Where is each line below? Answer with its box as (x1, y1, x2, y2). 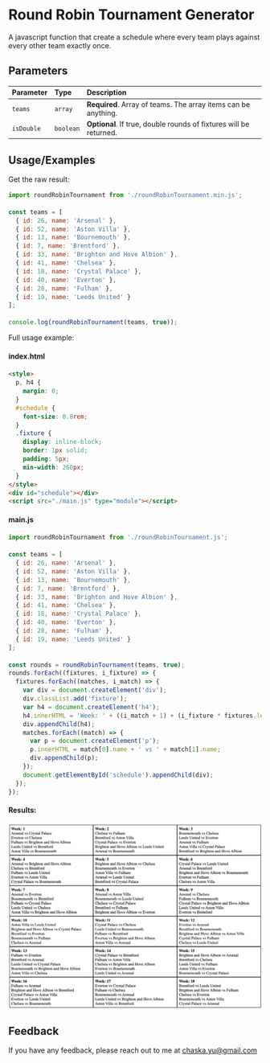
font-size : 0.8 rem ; (22, 412, 88, 421)
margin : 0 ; (22, 388, 59, 396)
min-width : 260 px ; (22, 463, 84, 471)
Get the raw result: (8, 174, 70, 184)
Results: (8, 806, 37, 815)
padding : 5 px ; (22, 455, 70, 463)
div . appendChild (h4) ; (22, 720, 95, 729)
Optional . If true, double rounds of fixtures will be (86, 119, 250, 129)
